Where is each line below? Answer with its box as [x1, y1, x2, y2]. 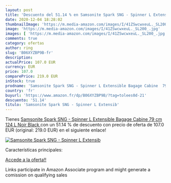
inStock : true [5, 79, 36, 84]
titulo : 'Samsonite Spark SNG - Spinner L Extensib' [5, 102, 120, 108]
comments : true [5, 36, 38, 41]
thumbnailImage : [5, 21, 40, 27]
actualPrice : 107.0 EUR [5, 60, 56, 65]
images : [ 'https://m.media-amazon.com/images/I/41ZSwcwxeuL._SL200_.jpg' [5, 31, 167, 36]
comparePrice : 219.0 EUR [5, 74, 58, 79]
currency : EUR [5, 64, 36, 69]
